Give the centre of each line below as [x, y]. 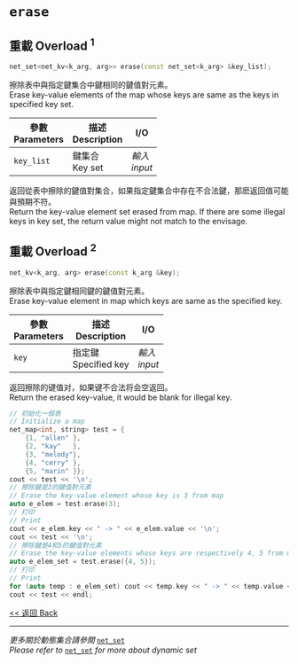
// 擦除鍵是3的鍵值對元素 [50, 488]
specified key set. [41, 104]
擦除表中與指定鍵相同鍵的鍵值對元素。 [79, 291]
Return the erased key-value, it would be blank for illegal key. [121, 397]
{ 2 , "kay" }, [53, 447]
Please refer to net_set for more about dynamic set [103, 650]
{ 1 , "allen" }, [53, 438]
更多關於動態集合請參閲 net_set [67, 640]
